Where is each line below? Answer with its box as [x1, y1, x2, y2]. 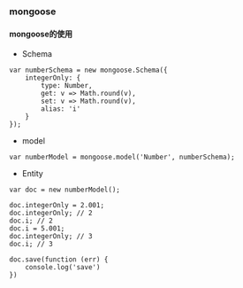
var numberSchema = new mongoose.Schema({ [9, 66, 168, 75]
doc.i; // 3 [9, 240, 53, 249]
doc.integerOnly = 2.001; [9, 201, 104, 210]
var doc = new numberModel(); [9, 185, 121, 195]
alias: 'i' [41, 105, 81, 113]
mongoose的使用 [9, 28, 73, 39]
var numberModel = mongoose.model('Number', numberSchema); [9, 152, 236, 162]
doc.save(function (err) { [9, 255, 109, 264]
